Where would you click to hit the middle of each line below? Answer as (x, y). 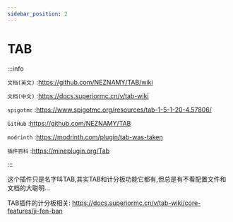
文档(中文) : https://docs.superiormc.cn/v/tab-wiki (78, 95)
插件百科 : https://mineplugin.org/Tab (59, 151)
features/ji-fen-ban (35, 211)
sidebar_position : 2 (38, 14)
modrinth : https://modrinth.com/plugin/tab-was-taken (85, 137)
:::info (16, 69)
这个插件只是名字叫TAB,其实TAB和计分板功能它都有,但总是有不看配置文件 (114, 179)
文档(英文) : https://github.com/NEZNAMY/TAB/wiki (80, 82)
